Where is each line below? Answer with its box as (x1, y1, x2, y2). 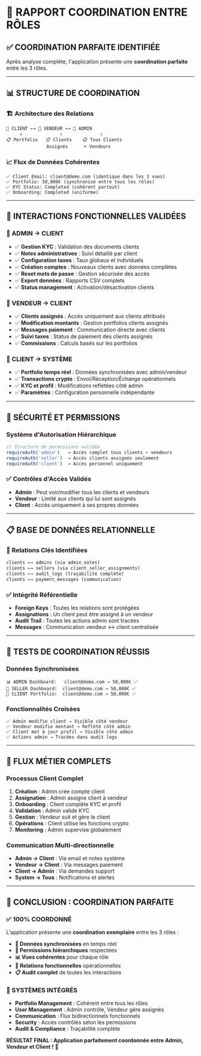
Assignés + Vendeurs (46, 144, 111, 150)
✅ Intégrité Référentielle (6, 590, 78, 599)
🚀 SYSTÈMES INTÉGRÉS (6, 986, 78, 994)
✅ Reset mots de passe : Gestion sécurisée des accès (14, 270, 150, 277)
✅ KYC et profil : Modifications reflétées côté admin (14, 382, 144, 389)
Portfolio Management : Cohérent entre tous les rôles (14, 1000, 148, 1007)
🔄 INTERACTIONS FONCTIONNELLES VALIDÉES (6, 211, 187, 222)
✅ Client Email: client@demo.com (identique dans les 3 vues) (6, 174, 166, 180)
